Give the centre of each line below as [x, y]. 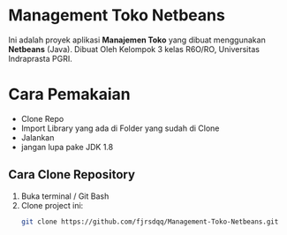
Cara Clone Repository [72, 174]
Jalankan [38, 137]
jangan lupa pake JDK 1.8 [67, 147]
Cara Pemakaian [70, 95]
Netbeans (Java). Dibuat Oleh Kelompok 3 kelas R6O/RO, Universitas [134, 49]
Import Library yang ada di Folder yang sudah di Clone [120, 128]
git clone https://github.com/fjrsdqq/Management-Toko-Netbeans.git [150, 222]
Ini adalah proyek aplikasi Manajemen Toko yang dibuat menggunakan [137, 40]
